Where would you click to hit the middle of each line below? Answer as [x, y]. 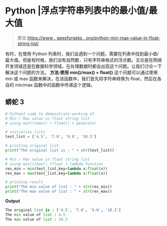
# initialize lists [25, 132]
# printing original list [32, 146]
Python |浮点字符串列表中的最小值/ [77, 11]
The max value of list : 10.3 [37, 219]
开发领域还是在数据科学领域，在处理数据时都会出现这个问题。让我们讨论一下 [83, 66]
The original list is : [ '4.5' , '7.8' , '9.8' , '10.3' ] [63, 210]
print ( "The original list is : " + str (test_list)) [60, 150]
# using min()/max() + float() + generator [51, 123]
